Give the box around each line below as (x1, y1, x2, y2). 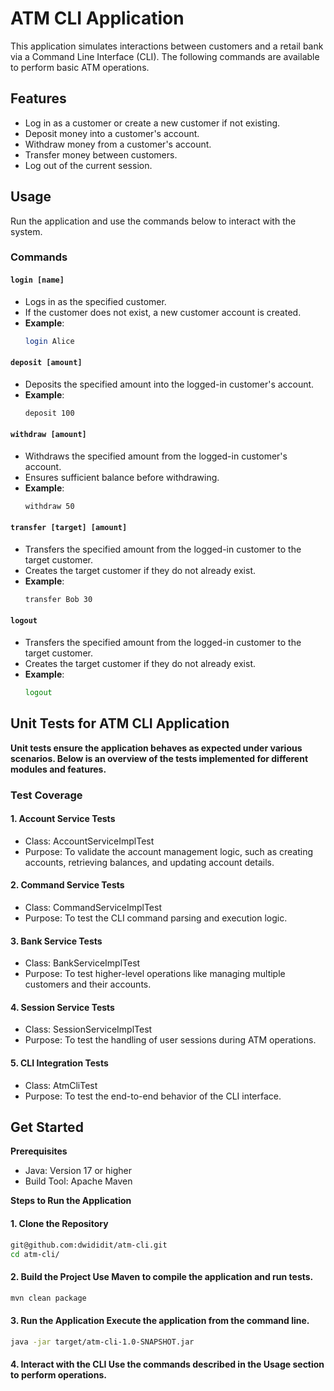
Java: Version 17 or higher (24, 1165, 132, 1177)
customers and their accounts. (24, 978, 152, 991)
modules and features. (10, 763, 107, 775)
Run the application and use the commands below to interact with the (10, 215, 297, 227)
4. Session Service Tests (10, 1001, 115, 1013)
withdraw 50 (24, 501, 75, 511)
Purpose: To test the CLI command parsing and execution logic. (24, 912, 288, 924)
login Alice (24, 336, 75, 346)
